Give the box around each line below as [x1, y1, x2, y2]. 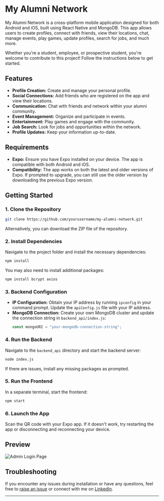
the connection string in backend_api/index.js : [12, 315, 106, 321]
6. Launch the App [5, 410, 50, 417]
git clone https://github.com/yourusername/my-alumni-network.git [5, 217, 143, 222]
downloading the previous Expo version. [12, 177, 93, 183]
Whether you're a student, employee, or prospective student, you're [5, 50, 142, 56]
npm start [5, 398, 25, 403]
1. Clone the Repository [5, 205, 61, 212]
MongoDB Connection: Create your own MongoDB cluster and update [12, 310, 155, 316]
